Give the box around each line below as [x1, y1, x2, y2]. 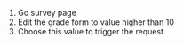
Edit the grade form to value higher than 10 [17, 17, 175, 27]
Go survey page [17, 8, 77, 18]
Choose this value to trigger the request [17, 26, 164, 36]
